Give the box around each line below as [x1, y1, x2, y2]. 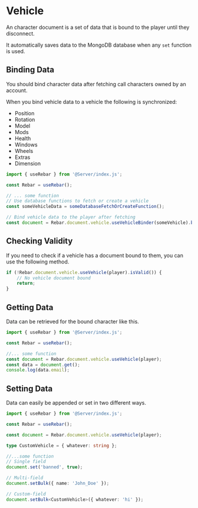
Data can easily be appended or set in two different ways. [6, 399, 146, 406]
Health [14, 135, 31, 142]
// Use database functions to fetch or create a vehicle [6, 198, 149, 204]
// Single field [6, 459, 46, 465]
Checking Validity [6, 236, 73, 246]
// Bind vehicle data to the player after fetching [6, 214, 136, 220]
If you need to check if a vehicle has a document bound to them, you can [6, 252, 184, 259]
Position [14, 109, 35, 116]
